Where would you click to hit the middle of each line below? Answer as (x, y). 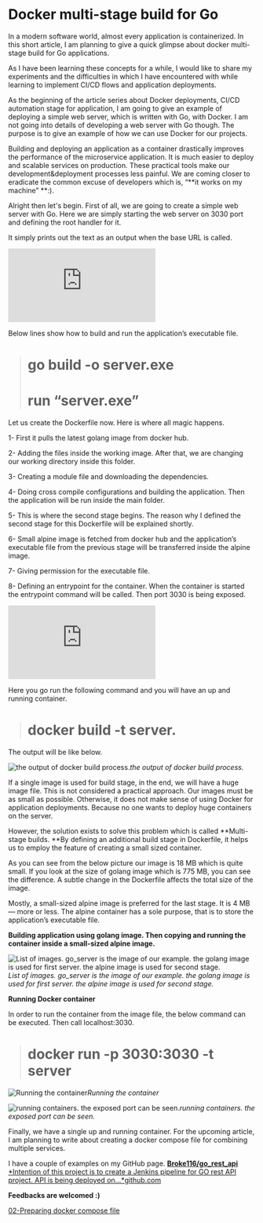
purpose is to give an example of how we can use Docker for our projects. (128, 133)
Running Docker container (52, 999)
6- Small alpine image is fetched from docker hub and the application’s (122, 539)
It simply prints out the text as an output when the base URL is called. (121, 237)
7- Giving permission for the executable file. (79, 571)
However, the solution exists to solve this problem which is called (113, 831)
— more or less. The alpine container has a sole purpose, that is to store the (131, 912)
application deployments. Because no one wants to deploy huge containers (130, 807)
